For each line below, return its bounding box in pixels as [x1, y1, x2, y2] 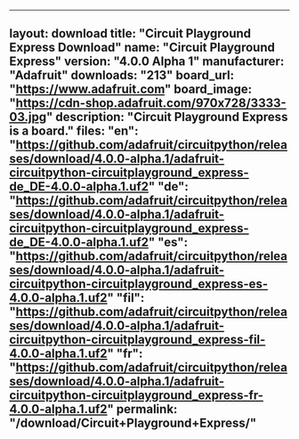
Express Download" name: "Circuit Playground [9, 40, 276, 55]
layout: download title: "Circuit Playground [9, 26, 252, 41]
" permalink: [107, 402, 178, 417]
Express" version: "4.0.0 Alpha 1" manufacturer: [9, 54, 285, 69]
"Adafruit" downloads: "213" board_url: [9, 68, 234, 83]
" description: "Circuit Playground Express [45, 110, 288, 125]
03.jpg [9, 110, 47, 125]
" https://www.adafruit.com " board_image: [9, 82, 253, 97]
